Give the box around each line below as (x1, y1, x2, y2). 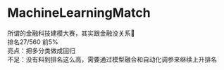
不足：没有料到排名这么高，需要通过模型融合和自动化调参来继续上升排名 (7, 55, 217, 64)
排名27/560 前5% (7, 37, 58, 46)
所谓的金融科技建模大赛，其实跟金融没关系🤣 (7, 29, 135, 37)
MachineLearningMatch (7, 5, 151, 21)
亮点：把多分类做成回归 (7, 46, 75, 55)
